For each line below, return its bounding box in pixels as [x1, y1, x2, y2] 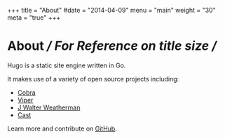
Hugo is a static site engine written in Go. [7, 61, 126, 69]
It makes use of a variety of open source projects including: [7, 74, 179, 83]
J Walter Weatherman [17, 103, 81, 112]
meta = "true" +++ [7, 13, 61, 22]
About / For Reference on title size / [7, 38, 217, 54]
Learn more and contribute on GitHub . [7, 124, 117, 133]
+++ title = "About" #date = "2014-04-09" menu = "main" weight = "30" [7, 6, 216, 14]
